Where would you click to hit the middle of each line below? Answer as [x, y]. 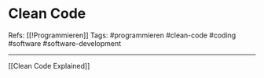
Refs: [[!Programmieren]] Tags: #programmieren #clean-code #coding [122, 35]
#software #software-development [65, 43]
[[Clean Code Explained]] [49, 66]
